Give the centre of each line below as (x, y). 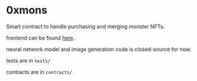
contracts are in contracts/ (39, 72)
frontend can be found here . (41, 38)
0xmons (27, 10)
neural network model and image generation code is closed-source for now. (99, 49)
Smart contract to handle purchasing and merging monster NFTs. (85, 26)
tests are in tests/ (28, 60)
